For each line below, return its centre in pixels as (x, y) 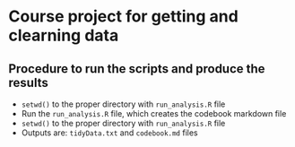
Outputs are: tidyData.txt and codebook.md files (109, 133)
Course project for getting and (123, 17)
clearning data (64, 35)
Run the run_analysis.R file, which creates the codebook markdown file (154, 113)
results (28, 82)
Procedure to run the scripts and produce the (137, 69)
